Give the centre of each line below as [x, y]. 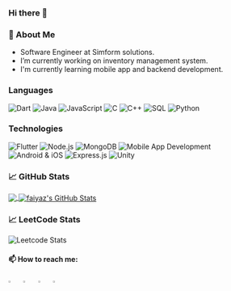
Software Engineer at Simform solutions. [87, 53]
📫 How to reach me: [43, 259]
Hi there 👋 [28, 13]
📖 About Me [32, 34]
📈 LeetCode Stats [44, 219]
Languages [31, 91]
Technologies [36, 129]
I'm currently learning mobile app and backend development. [122, 70]
